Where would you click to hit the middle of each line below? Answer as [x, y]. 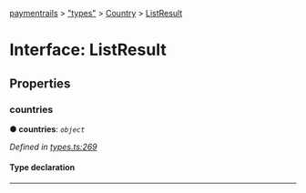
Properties [40, 83]
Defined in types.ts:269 [53, 147]
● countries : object [47, 129]
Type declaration [42, 168]
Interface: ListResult [88, 50]
